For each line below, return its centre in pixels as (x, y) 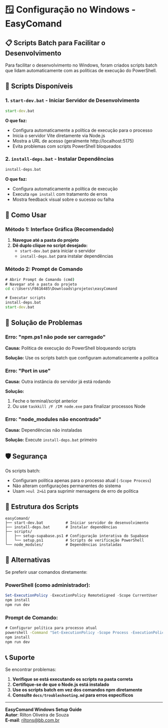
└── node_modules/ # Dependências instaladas (63, 544)
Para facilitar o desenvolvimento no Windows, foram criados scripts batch (81, 65)
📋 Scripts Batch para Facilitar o (55, 43)
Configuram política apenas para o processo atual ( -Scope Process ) (82, 481)
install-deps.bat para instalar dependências (66, 256)
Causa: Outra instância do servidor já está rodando (58, 382)
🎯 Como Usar (26, 215)
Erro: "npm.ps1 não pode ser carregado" (55, 337)
